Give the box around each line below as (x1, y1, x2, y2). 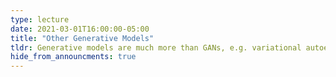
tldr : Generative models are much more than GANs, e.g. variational (10, 42, 302, 53)
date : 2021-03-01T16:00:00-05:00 (10, 24, 150, 34)
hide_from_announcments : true (10, 52, 137, 62)
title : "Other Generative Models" (10, 33, 155, 43)
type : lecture (10, 14, 70, 25)
